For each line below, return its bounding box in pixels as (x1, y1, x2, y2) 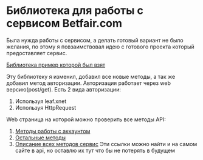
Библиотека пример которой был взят (6, 61, 105, 68)
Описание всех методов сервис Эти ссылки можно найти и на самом (15, 140, 198, 147)
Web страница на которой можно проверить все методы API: (6, 116, 166, 123)
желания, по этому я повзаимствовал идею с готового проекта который (6, 43, 194, 50)
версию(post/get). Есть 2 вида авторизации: (6, 85, 122, 93)
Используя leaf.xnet (15, 98, 67, 105)
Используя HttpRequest (15, 104, 77, 111)
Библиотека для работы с (6, 4, 144, 18)
